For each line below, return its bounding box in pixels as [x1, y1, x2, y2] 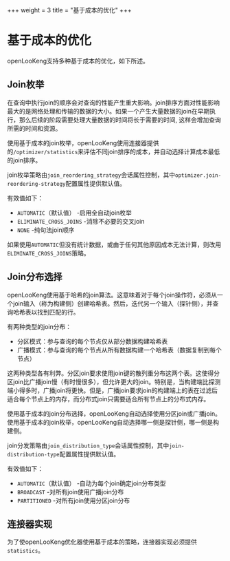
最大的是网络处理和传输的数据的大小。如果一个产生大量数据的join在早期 [7, 107, 210, 115]
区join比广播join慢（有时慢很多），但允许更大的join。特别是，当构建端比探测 [7, 377, 221, 385]
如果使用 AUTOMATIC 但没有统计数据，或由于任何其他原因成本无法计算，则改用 [7, 240, 222, 248]
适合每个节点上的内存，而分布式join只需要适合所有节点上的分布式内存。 [7, 394, 210, 403]
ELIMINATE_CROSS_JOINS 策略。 [7, 248, 91, 257]
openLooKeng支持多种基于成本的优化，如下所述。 [7, 56, 149, 65]
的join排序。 [7, 156, 42, 164]
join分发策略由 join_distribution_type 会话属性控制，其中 [7, 441, 170, 449]
